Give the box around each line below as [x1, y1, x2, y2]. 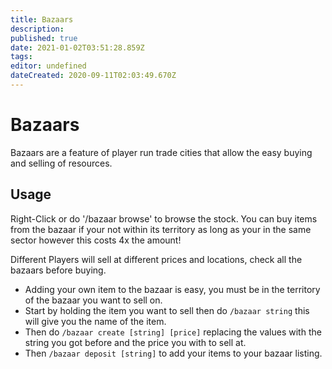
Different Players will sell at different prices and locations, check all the [10, 253, 303, 265]
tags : [10, 52, 33, 62]
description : [10, 24, 65, 34]
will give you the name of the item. [24, 315, 167, 327]
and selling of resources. [10, 157, 113, 169]
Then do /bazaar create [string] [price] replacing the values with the [24, 326, 322, 338]
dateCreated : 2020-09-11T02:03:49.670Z [10, 71, 177, 81]
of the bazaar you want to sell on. [24, 294, 163, 306]
